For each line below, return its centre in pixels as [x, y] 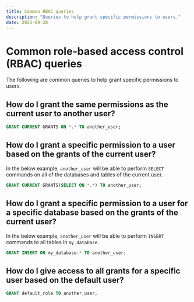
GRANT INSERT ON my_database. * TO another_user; [66, 253]
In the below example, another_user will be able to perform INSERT [85, 236]
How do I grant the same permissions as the [87, 104]
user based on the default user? [65, 280]
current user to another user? [61, 114]
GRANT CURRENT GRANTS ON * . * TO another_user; [64, 127]
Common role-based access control [95, 51]
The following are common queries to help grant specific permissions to [92, 80]
